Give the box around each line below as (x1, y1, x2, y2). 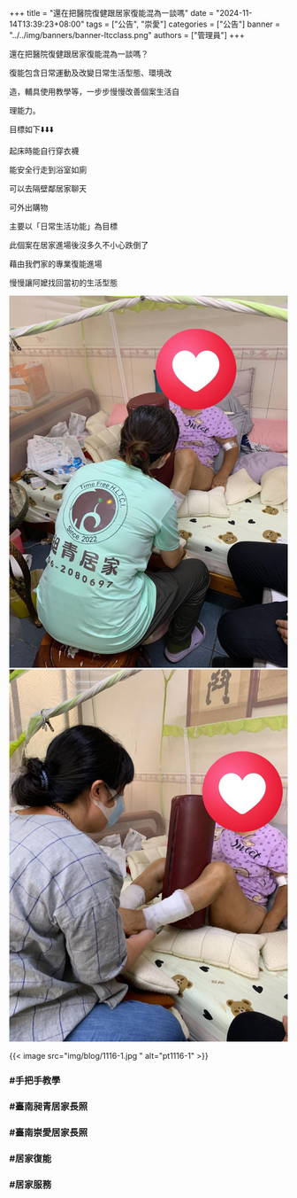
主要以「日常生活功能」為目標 (9, 221, 118, 231)
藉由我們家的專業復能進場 (9, 259, 103, 268)
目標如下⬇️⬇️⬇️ (9, 124, 55, 135)
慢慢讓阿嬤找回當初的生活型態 (9, 277, 118, 288)
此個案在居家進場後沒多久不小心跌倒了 (9, 240, 148, 250)
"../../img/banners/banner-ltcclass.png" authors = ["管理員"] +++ (9, 30, 245, 40)
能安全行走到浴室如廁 (9, 165, 87, 175)
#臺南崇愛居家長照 (9, 1126, 88, 1139)
